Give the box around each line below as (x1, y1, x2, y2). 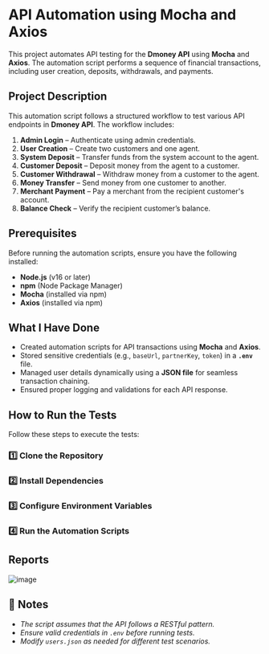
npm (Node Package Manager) (19, 280, 123, 290)
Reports (8, 553, 50, 567)
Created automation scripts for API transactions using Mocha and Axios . (19, 342, 261, 352)
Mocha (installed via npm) (19, 289, 107, 299)
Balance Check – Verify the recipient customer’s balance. (19, 203, 211, 213)
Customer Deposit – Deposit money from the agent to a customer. (19, 161, 240, 170)
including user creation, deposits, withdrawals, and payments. (8, 66, 214, 76)
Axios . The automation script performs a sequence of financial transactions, (8, 58, 261, 67)
